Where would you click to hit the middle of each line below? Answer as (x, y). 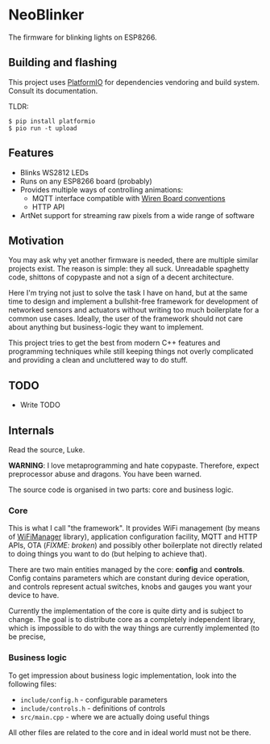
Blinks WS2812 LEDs (54, 172)
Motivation (36, 240)
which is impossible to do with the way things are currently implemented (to (134, 628)
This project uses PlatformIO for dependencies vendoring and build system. (134, 82)
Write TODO (40, 405)
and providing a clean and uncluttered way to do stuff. (98, 360)
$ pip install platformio (52, 121)
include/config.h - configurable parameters (93, 700)
